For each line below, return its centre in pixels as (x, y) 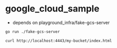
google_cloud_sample (52, 9)
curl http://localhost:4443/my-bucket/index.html (59, 40)
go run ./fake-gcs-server (32, 31)
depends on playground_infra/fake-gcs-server (61, 22)
